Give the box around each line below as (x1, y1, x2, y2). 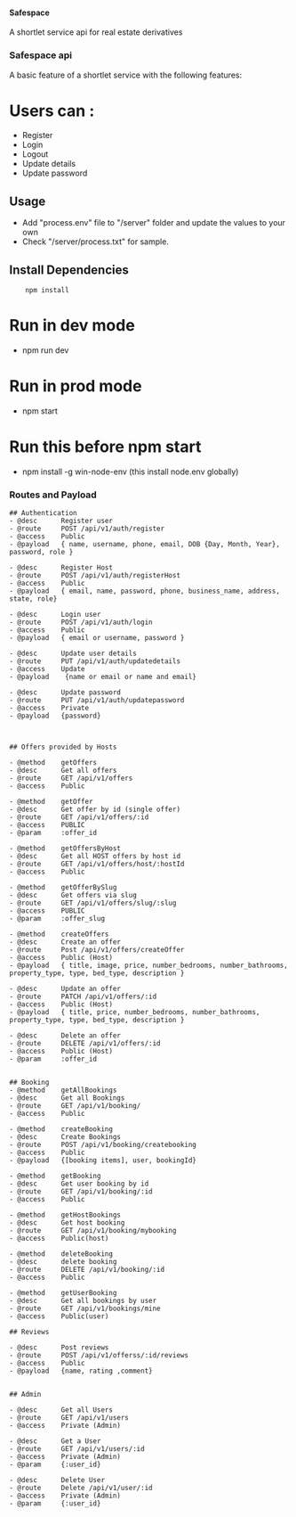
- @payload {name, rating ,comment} (9, 1366, 153, 1376)
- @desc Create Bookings (9, 1133, 122, 1142)
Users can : (9, 101, 95, 120)
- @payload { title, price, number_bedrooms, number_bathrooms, (9, 1008, 260, 1017)
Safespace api (9, 49, 73, 61)
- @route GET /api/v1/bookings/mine (9, 1304, 162, 1314)
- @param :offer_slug (9, 914, 105, 923)
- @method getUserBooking (9, 1289, 117, 1298)
